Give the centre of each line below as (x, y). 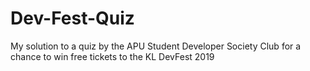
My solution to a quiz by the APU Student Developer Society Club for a (156, 46)
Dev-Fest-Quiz (72, 18)
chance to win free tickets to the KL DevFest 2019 (112, 56)
